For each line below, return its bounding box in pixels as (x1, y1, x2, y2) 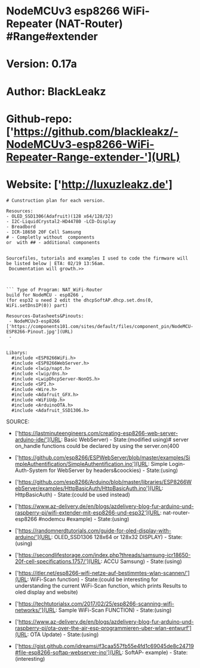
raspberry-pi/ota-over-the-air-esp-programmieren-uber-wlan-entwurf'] (14, 624, 192, 631)
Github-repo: (6, 112, 73, 125)
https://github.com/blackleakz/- (14, 125, 179, 139)
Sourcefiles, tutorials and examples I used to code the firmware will (6, 255, 188, 261)
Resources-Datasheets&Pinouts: (6, 313, 84, 319)
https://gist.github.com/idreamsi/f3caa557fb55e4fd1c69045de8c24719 (19, 642, 194, 649)
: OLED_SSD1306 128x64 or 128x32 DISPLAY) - (51, 533, 167, 540)
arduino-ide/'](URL (14, 436, 61, 443)
